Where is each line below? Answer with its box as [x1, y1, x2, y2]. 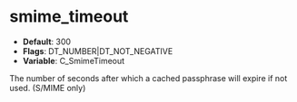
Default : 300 [22, 36, 71, 47]
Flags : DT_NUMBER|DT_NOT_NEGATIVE [22, 45, 173, 56]
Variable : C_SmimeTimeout [22, 55, 125, 66]
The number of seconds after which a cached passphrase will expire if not [9, 72, 288, 83]
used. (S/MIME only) [9, 82, 86, 93]
